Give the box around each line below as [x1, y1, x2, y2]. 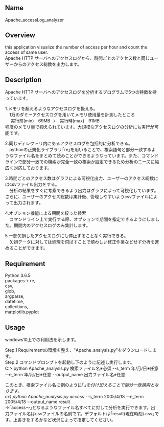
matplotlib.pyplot [5, 309, 39, 315]
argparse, [5, 293, 24, 299]
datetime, [5, 298, 24, 305]
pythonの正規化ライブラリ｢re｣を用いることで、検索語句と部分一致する [9, 147, 152, 153]
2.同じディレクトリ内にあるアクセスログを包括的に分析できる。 [5, 140, 133, 146]
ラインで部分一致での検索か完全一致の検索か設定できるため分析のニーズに [5, 159, 155, 165]
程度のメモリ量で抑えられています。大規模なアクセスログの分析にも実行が [5, 124, 155, 130]
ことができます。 [13, 245, 48, 251]
